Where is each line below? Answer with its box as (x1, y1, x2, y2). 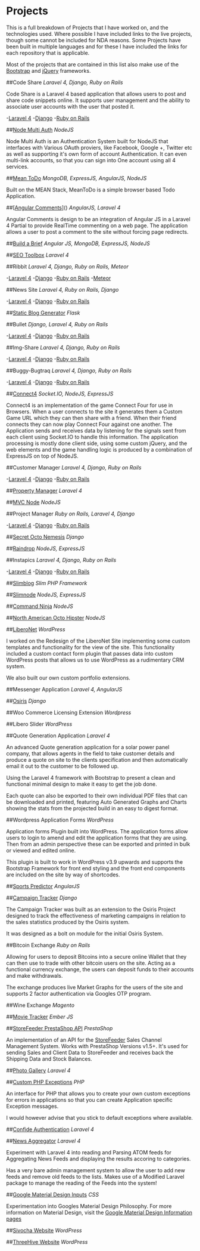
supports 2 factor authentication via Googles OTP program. (6, 990, 152, 997)
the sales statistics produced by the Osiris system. (6, 918, 130, 925)
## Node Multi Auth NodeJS (6, 126, 74, 133)
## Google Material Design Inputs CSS (6, 1191, 99, 1198)
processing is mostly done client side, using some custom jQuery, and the (6, 440, 187, 447)
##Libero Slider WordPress (6, 720, 73, 727)
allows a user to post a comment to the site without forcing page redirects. (6, 228, 189, 235)
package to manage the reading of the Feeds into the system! (6, 1179, 157, 1187)
